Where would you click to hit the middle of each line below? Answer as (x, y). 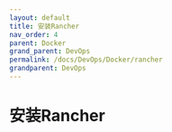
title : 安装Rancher (45, 26)
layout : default (40, 18)
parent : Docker (38, 43)
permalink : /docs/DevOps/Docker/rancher (86, 60)
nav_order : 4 (34, 34)
